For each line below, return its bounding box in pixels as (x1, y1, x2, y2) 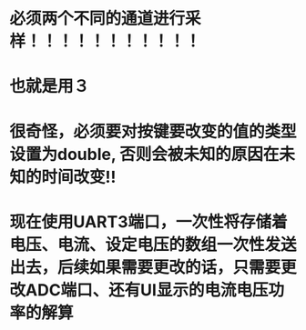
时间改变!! (41, 166, 117, 187)
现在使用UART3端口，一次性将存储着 (9, 211, 289, 232)
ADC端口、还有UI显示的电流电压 (25, 279, 269, 300)
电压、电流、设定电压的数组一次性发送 (9, 234, 298, 255)
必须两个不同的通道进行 (9, 8, 186, 29)
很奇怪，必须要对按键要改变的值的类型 (9, 121, 298, 142)
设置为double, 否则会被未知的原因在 (9, 144, 280, 165)
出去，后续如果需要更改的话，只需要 (9, 256, 281, 277)
